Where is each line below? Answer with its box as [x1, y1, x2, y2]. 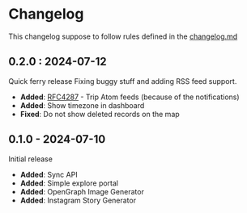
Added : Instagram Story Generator [19, 195, 136, 205]
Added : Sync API [19, 169, 79, 179]
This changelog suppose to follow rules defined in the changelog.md [8, 31, 238, 41]
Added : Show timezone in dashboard [19, 100, 145, 110]
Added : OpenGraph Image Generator [19, 186, 144, 196]
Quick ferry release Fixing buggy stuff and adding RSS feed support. [8, 76, 237, 86]
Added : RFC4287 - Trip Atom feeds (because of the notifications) [19, 92, 241, 102]
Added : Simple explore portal [19, 178, 119, 188]
